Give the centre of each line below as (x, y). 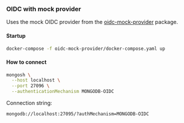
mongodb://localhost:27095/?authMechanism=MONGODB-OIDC (78, 114)
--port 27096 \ (31, 86)
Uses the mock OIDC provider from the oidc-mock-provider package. (92, 22)
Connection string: (29, 103)
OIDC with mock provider (44, 9)
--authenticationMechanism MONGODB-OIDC (63, 92)
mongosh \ (19, 75)
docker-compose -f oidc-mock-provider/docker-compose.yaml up (86, 49)
